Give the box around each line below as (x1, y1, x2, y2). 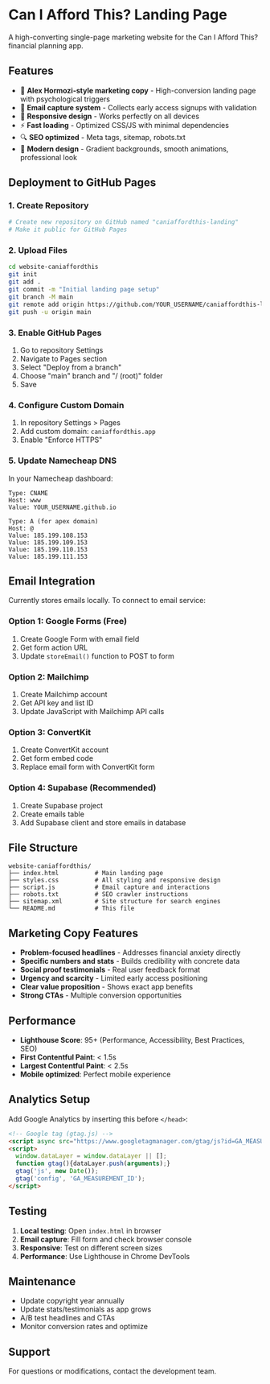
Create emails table (19, 809, 84, 819)
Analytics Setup (8, 1093, 91, 1106)
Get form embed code (19, 754, 94, 763)
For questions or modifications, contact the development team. (8, 1366, 217, 1376)
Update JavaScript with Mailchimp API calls (19, 706, 165, 716)
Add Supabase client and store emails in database (19, 817, 186, 827)
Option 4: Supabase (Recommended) (8, 783, 157, 794)
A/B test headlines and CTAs (19, 1313, 115, 1323)
